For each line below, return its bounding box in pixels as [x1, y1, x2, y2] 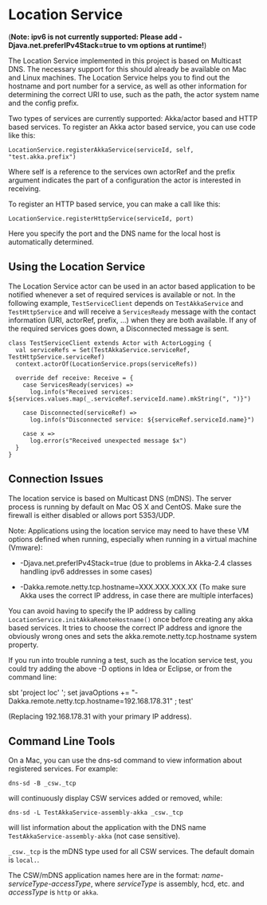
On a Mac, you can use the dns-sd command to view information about [8, 755, 242, 766]
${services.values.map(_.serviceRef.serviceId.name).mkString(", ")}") [8, 394, 251, 403]
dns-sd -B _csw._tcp [8, 779, 77, 788]
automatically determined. [8, 237, 94, 246]
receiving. [8, 183, 41, 193]
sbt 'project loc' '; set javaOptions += [8, 688, 130, 697]
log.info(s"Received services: [29, 388, 134, 396]
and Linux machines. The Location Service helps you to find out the [8, 72, 230, 82]
